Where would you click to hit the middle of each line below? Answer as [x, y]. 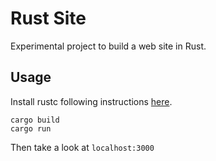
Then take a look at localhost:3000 [82, 147]
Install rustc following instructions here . [91, 101]
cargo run [31, 128]
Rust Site [48, 18]
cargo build [35, 120]
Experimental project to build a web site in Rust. [108, 46]
